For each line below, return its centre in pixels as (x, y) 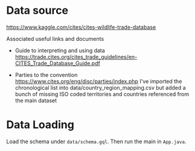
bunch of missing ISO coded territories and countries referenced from (102, 94)
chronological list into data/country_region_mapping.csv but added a (100, 87)
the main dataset (36, 100)
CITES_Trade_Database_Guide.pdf (58, 63)
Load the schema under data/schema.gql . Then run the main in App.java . (96, 141)
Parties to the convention (46, 75)
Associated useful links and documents (55, 39)
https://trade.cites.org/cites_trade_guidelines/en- (76, 57)
